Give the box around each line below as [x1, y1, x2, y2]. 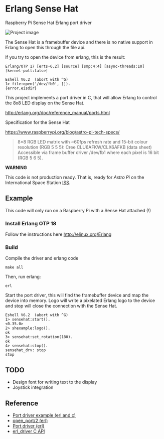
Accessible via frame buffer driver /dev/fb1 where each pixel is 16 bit [17, 149, 159, 156]
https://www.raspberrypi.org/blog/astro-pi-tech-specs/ [5, 129, 120, 135]
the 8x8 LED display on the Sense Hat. [5, 100, 85, 106]
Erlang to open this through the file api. [5, 44, 86, 50]
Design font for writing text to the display [12, 379, 97, 385]
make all [5, 265, 24, 270]
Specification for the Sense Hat [5, 119, 70, 125]
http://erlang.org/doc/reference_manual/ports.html [5, 109, 110, 115]
